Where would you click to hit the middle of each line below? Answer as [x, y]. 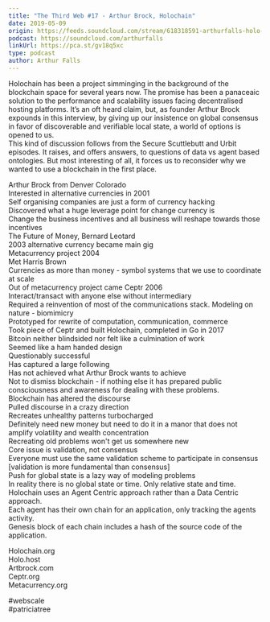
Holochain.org [32, 550]
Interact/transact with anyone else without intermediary [100, 295]
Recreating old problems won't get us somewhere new [99, 441]
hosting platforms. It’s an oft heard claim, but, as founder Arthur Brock [124, 109]
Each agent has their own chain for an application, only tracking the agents [132, 509]
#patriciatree [30, 609]
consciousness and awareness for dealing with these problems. [114, 389]
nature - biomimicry [41, 313]
